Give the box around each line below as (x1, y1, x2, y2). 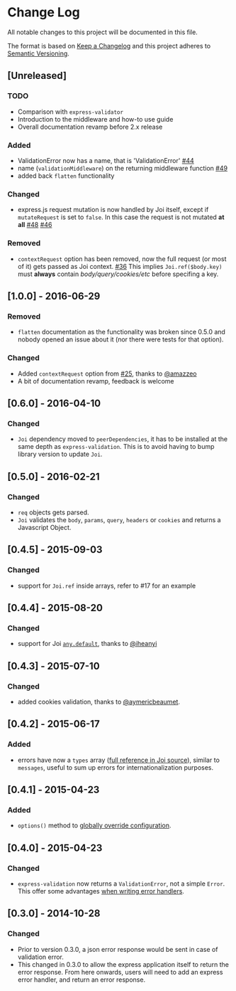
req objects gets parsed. (17, 508, 90, 516)
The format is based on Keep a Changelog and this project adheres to (7, 41, 211, 50)
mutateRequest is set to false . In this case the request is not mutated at (17, 213, 225, 221)
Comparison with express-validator (17, 107, 124, 116)
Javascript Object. (17, 523, 72, 531)
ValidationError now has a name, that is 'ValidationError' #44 (17, 156, 195, 164)
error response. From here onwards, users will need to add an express (17, 968, 223, 976)
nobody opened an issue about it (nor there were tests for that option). (17, 335, 224, 344)
